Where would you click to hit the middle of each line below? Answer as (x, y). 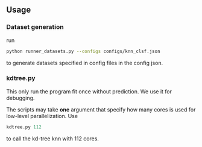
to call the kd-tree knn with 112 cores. (53, 139)
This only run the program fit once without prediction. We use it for (89, 91)
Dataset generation (35, 27)
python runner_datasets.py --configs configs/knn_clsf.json (84, 51)
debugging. (21, 98)
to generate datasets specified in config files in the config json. (85, 63)
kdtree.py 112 (24, 127)
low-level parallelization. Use (42, 116)
